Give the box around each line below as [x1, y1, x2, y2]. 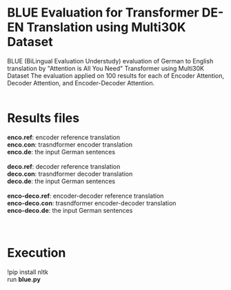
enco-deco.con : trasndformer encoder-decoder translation [7, 198, 177, 207]
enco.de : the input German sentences [7, 147, 116, 156]
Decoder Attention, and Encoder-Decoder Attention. [7, 79, 155, 87]
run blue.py [7, 275, 41, 283]
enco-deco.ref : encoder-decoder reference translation [7, 191, 164, 200]
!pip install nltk [7, 267, 48, 276]
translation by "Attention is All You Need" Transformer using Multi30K [7, 64, 205, 72]
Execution [7, 245, 66, 261]
